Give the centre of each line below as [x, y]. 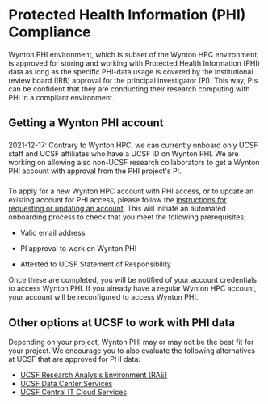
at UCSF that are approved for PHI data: [75, 359]
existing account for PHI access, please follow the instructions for [118, 200]
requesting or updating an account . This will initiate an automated [117, 209]
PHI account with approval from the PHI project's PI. [95, 171]
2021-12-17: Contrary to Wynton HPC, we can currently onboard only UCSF [133, 145]
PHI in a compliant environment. [61, 97]
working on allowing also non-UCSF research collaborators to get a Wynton [134, 163]
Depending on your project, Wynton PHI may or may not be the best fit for [131, 342]
